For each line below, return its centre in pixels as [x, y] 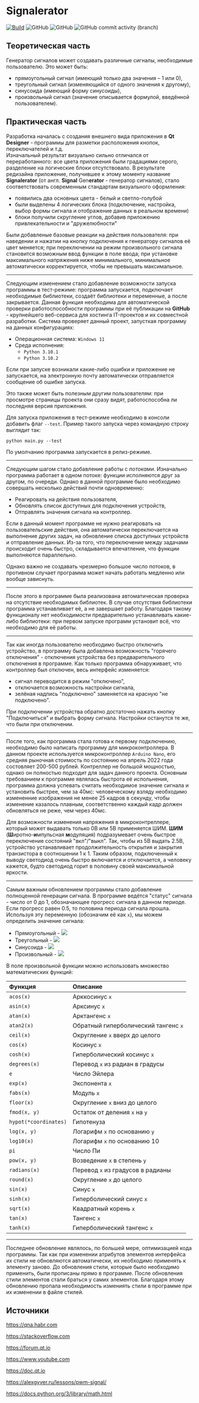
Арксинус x [89, 1006]
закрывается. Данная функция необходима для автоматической [88, 302]
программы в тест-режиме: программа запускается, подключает [90, 289]
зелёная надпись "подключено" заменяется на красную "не [91, 693]
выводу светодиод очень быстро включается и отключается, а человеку [99, 859]
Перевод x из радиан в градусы [118, 1064]
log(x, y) [23, 1131]
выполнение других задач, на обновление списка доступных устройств [97, 536]
